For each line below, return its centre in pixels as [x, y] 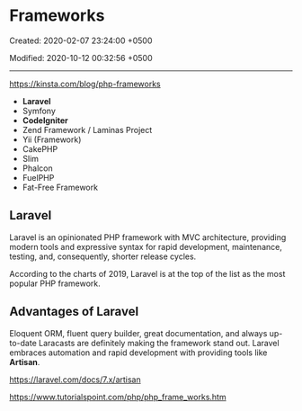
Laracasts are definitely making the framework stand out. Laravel [160, 343]
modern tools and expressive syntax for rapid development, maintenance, [146, 246]
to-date [23, 343]
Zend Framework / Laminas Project [87, 130]
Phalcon [37, 168]
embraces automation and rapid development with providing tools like [138, 353]
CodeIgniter [45, 120]
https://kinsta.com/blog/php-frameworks [85, 84]
